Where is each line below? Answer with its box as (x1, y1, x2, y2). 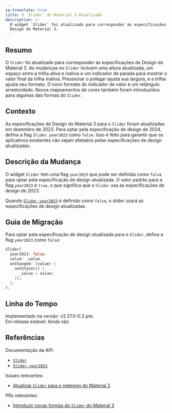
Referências (5, 333, 45, 342)
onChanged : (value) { (10, 261, 56, 266)
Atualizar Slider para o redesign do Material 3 (12, 382, 110, 388)
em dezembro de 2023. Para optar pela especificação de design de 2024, (5, 126, 162, 132)
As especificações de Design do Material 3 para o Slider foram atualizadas (5, 120, 165, 127)
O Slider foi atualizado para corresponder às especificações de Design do (5, 59, 163, 65)
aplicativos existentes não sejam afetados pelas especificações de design (5, 137, 162, 143)
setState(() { (14, 266, 45, 271)
